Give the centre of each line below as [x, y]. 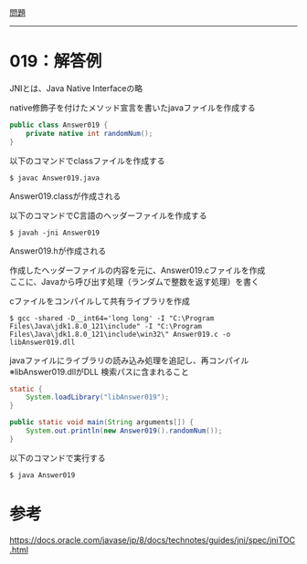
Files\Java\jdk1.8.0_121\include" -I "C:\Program [106, 326]
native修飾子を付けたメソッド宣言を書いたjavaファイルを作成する [132, 108]
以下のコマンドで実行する [58, 457]
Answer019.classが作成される [65, 196]
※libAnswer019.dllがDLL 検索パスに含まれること [99, 371]
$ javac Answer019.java [55, 178]
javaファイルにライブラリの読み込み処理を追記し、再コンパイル [129, 360]
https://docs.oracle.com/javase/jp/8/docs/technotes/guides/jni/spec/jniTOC [153, 539]
